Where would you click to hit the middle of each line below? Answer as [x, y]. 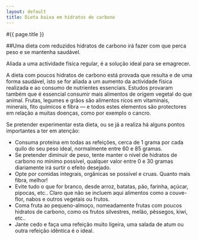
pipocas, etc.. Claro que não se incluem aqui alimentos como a [91, 192]
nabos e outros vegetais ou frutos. [68, 199]
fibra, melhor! [31, 180]
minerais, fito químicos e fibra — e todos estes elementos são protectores [96, 106]
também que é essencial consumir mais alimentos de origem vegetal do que [99, 94]
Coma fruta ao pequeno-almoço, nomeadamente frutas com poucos [98, 205]
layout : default [26, 12]
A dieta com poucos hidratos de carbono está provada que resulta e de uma [99, 75]
